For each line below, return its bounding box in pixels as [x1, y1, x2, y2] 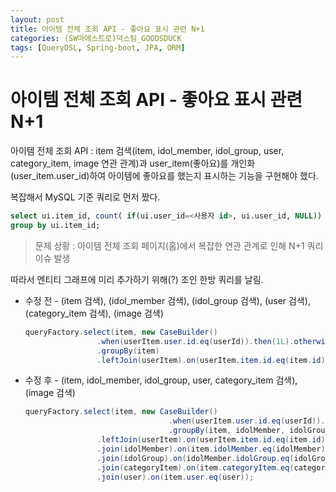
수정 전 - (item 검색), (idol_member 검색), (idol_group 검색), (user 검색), [24, 294, 311, 306]
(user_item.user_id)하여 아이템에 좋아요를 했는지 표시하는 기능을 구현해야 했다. [10, 170, 319, 182]
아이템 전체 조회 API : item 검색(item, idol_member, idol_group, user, [10, 145, 285, 157]
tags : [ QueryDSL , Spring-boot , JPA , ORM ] [10, 42, 186, 53]
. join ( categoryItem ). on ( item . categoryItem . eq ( [96, 462, 295, 473]
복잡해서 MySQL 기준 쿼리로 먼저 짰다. [10, 191, 161, 203]
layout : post [10, 14, 65, 25]
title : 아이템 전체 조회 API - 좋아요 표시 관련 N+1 [10, 24, 205, 34]
